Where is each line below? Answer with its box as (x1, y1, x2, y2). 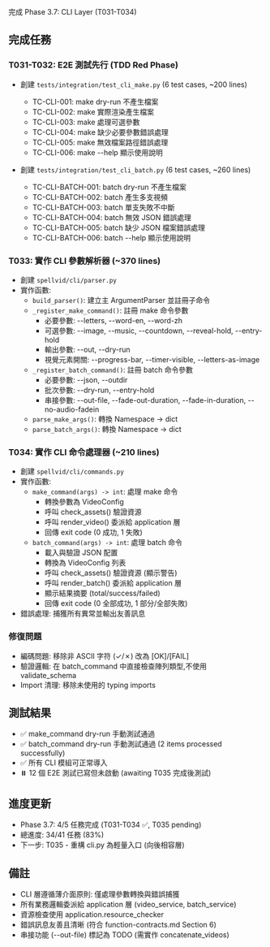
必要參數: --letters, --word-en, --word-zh (44, 315, 183, 325)
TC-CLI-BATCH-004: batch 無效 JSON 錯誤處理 (32, 212, 192, 222)
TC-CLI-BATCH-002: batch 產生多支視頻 (32, 192, 168, 201)
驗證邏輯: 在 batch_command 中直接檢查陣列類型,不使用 (19, 661, 207, 671)
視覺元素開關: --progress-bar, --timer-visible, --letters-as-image (44, 354, 260, 364)
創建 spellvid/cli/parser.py (19, 275, 118, 284)
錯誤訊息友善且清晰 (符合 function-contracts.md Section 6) (19, 920, 217, 930)
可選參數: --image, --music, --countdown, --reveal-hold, (44, 326, 234, 335)
